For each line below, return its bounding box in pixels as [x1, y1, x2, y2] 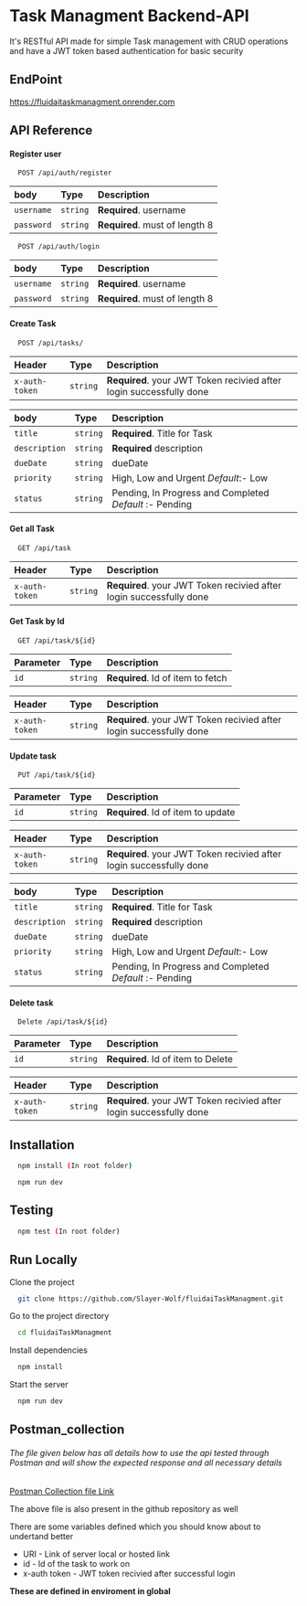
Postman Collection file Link [9, 1485, 115, 1496]
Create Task [9, 317, 57, 329]
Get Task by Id [9, 616, 66, 627]
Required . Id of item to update [106, 806, 236, 819]
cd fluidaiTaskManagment [17, 1328, 112, 1337]
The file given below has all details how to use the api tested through [9, 1448, 270, 1459]
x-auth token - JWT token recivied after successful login [22, 1568, 236, 1579]
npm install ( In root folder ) [17, 1162, 132, 1171]
